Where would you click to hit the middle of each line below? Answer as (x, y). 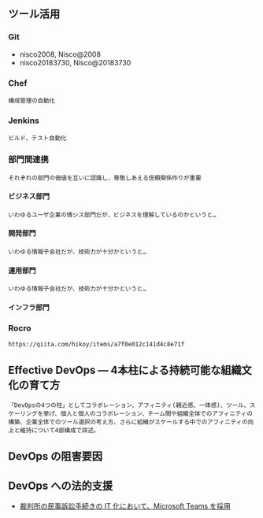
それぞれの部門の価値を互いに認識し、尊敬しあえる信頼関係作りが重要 (105, 178)
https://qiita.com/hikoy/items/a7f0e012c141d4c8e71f (96, 345)
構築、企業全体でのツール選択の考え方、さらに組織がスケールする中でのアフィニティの (128, 422)
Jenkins (24, 120)
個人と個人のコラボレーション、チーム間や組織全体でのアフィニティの (157, 413)
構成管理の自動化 (32, 101)
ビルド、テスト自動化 (37, 139)
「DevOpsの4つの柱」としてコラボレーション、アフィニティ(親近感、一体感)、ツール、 (129, 405)
